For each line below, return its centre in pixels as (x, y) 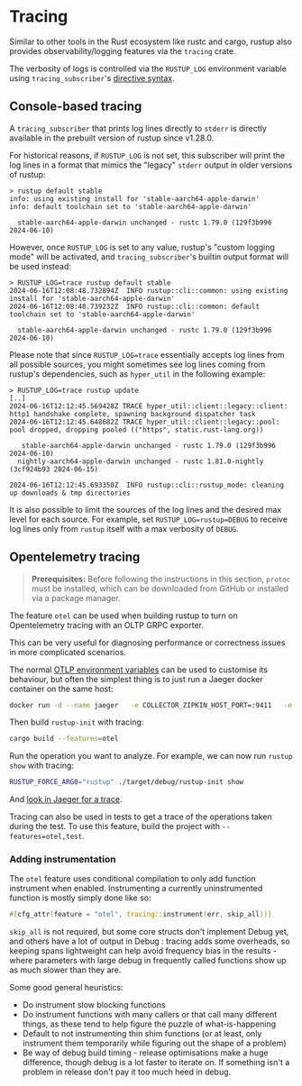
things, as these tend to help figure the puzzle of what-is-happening (149, 1024)
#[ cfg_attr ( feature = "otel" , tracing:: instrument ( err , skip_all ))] (141, 915)
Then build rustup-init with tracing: (77, 722)
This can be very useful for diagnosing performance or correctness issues (147, 643)
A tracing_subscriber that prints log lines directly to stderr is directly (138, 128)
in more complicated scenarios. (68, 652)
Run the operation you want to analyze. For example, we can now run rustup (151, 756)
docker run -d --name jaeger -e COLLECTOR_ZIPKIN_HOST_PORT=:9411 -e (151, 705)
